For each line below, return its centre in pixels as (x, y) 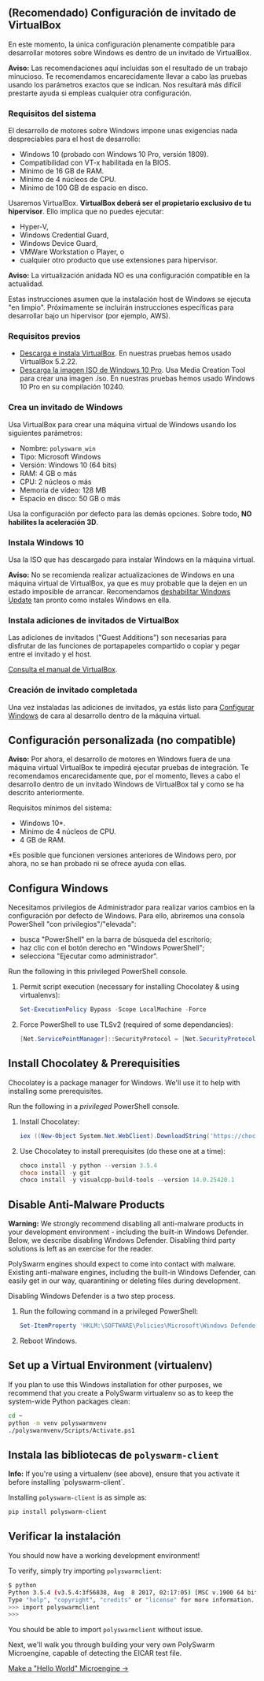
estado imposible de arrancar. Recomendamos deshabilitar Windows (119, 591)
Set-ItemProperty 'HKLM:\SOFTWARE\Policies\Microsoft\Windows (123, 1326)
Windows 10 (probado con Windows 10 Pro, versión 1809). (114, 154)
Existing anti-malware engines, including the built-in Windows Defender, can (132, 1273)
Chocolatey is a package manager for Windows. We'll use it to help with (125, 1082)
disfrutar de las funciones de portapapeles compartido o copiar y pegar (124, 646)
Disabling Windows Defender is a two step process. (92, 1296)
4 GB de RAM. (42, 840)
